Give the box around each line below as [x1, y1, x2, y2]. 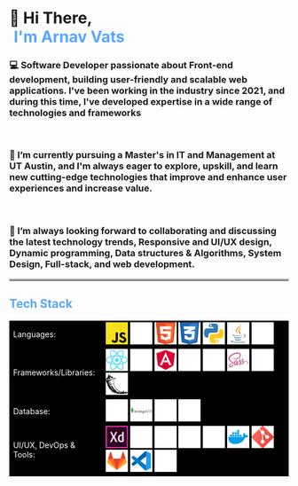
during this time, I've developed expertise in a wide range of [9, 96, 273, 108]
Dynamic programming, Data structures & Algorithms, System [9, 247, 282, 259]
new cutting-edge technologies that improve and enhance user [9, 171, 287, 184]
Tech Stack [9, 296, 73, 311]
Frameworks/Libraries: [12, 367, 96, 378]
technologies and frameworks [9, 106, 142, 119]
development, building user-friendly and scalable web [9, 74, 248, 86]
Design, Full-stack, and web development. [9, 257, 195, 270]
